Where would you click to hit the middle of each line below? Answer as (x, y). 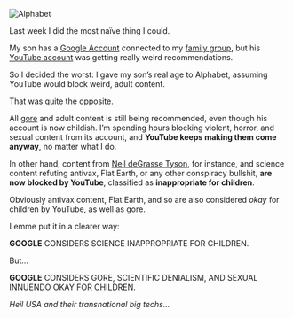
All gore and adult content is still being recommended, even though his (139, 118)
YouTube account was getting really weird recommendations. (121, 57)
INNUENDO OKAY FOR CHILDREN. (72, 287)
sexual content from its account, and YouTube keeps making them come (143, 137)
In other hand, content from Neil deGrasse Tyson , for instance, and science (147, 163)
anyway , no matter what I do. (63, 147)
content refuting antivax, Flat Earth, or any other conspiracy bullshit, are (141, 173)
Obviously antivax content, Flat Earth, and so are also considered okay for (144, 200)
